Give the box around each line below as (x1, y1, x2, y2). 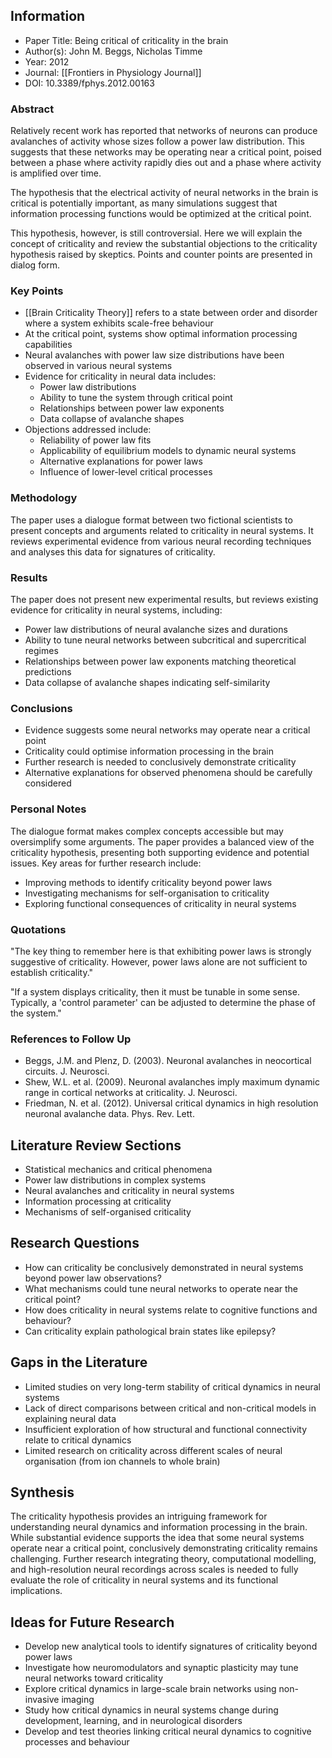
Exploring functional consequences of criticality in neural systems (24, 897, 297, 909)
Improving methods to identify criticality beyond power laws (24, 876, 273, 888)
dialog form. (10, 259, 61, 271)
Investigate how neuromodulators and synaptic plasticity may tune (24, 1662, 299, 1674)
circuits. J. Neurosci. (24, 1065, 110, 1078)
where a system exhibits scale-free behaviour (24, 317, 214, 329)
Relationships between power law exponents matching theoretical (24, 655, 297, 667)
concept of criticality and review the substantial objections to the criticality (10, 238, 318, 250)
